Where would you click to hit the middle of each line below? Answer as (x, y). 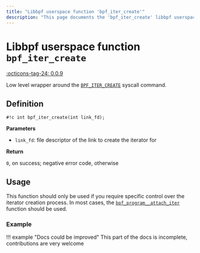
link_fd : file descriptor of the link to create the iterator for (85, 140)
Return (15, 152)
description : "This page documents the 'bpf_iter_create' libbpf (89, 17)
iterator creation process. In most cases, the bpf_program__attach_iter (93, 202)
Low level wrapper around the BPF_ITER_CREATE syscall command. (86, 85)
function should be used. (37, 209)
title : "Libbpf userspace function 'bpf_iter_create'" (76, 12)
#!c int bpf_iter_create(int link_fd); (56, 118)
